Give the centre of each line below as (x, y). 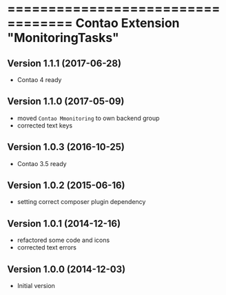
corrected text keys (45, 125)
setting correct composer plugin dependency (81, 202)
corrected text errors (47, 247)
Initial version (36, 286)
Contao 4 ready (39, 80)
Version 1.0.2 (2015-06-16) (66, 186)
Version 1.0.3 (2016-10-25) (66, 147)
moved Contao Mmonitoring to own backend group (88, 118)
